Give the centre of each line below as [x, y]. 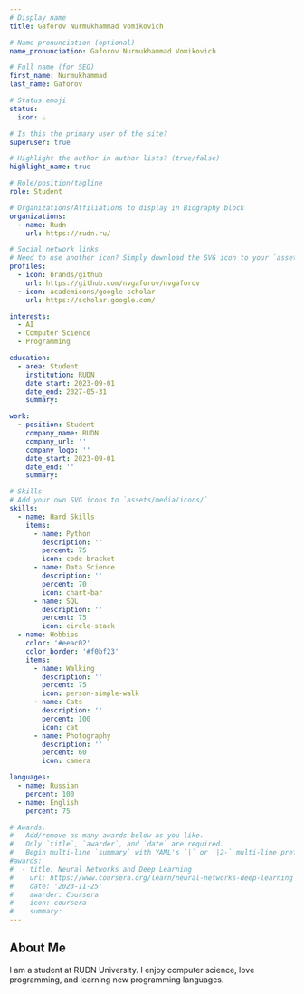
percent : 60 [65, 752]
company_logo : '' [58, 450]
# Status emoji [38, 100]
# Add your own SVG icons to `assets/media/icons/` [109, 500]
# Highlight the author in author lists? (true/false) [115, 158]
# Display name [38, 18]
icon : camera [66, 761]
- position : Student [56, 425]
